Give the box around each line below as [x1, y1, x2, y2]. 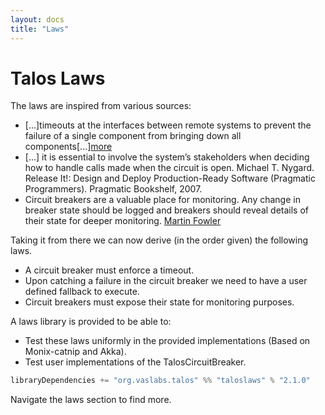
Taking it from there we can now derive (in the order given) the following [10, 234, 309, 246]
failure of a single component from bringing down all [24, 130, 242, 142]
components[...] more [24, 141, 113, 153]
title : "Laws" [10, 24, 70, 34]
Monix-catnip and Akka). [24, 346, 127, 358]
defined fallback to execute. [24, 286, 140, 298]
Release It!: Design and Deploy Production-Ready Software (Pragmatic [24, 172, 316, 185]
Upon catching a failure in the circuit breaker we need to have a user [24, 275, 308, 287]
